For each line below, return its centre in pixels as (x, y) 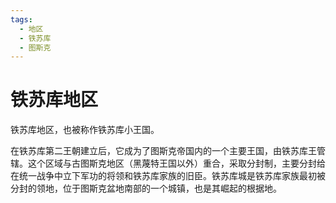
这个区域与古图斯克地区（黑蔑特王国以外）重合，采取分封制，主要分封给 (176, 163)
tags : (21, 19)
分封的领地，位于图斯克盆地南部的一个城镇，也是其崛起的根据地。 (146, 188)
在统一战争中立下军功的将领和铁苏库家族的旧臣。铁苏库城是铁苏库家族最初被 (168, 176)
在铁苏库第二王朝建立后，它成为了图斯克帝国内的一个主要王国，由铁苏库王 (163, 151)
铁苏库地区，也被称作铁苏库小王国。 (85, 130)
